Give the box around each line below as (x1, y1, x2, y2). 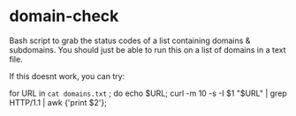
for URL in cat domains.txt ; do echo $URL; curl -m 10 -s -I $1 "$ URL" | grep (9, 88, 287, 98)
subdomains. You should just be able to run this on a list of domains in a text (9, 44, 286, 54)
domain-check (9, 6, 119, 26)
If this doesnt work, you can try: (9, 70, 125, 81)
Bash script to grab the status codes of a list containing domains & (9, 35, 251, 46)
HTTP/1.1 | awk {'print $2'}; (9, 97, 108, 107)
